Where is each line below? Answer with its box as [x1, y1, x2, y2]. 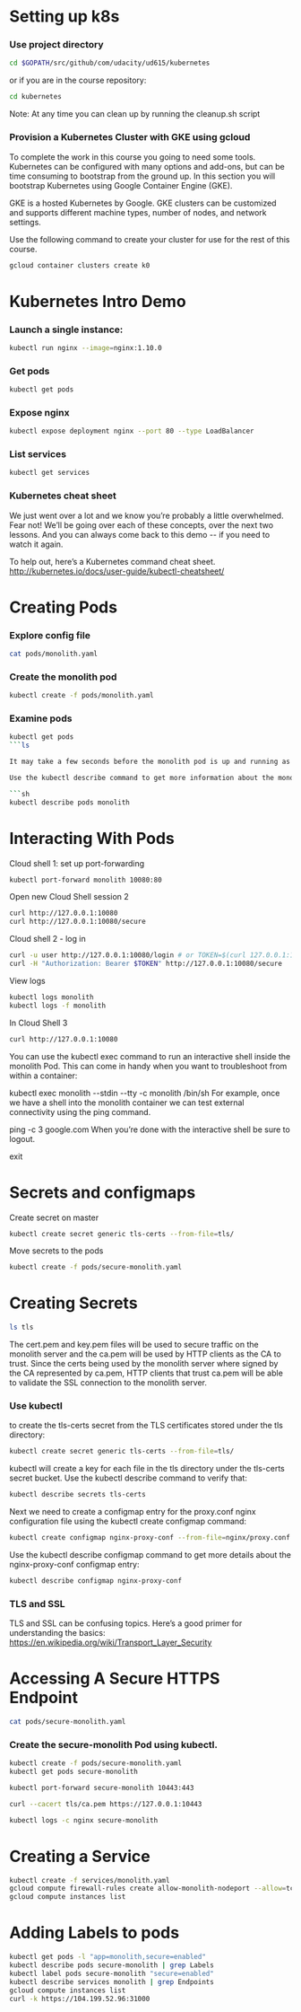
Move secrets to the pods [9, 1245, 104, 1256]
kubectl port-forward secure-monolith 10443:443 [9, 1784, 194, 1793]
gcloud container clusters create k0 [9, 260, 150, 270]
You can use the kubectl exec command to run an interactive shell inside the [9, 1050, 291, 1061]
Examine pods [9, 712, 73, 725]
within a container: [9, 1070, 78, 1081]
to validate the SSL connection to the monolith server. [9, 1377, 208, 1388]
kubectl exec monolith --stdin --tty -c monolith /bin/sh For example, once [9, 1087, 280, 1098]
